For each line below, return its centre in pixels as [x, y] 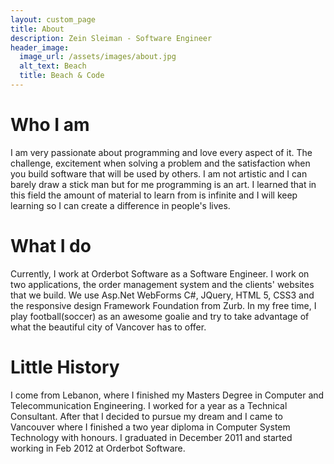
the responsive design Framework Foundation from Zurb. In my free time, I [163, 305]
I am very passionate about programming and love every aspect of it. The [161, 152]
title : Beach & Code [62, 76]
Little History [65, 367]
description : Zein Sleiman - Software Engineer [111, 38]
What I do [51, 246]
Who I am [50, 125]
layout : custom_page [53, 19]
